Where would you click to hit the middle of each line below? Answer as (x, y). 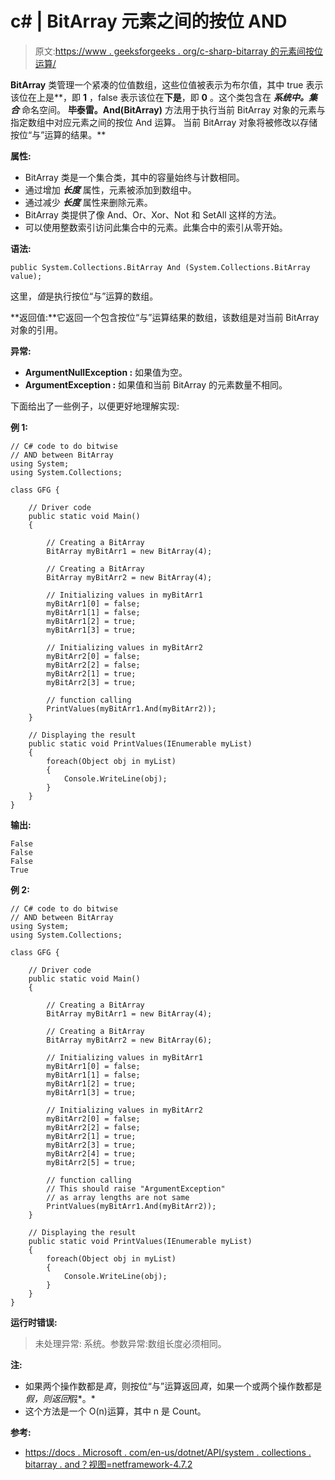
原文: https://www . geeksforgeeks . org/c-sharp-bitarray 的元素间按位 (178, 51)
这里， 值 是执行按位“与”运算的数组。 (84, 296)
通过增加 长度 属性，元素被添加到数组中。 (110, 189)
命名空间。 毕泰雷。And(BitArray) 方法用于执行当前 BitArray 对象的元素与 (173, 109)
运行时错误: (34, 1322)
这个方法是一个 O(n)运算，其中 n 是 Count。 (115, 1411)
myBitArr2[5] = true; (91, 1162)
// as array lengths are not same (118, 1197)
